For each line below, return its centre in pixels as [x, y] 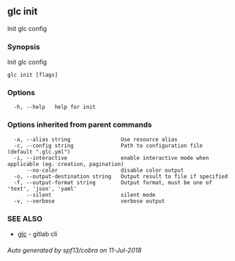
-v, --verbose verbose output [89, 201]
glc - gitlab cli [37, 234]
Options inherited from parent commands [80, 125]
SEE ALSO [25, 219]
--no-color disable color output [105, 170]
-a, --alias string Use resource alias [96, 139]
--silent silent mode [91, 195]
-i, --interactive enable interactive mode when [112, 158]
